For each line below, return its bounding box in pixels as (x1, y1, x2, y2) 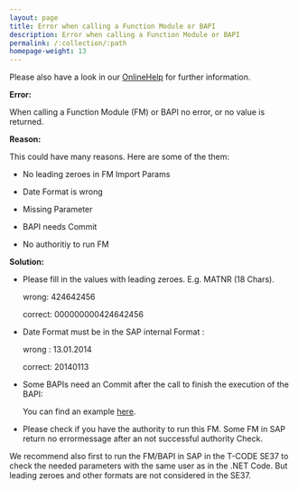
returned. (9, 117, 44, 127)
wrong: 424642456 (22, 291, 96, 303)
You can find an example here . (22, 406, 136, 417)
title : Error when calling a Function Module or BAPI (9, 22, 217, 31)
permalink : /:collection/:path (9, 38, 127, 48)
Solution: (9, 257, 45, 268)
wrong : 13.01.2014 (22, 344, 92, 355)
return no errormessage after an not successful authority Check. (22, 433, 264, 444)
